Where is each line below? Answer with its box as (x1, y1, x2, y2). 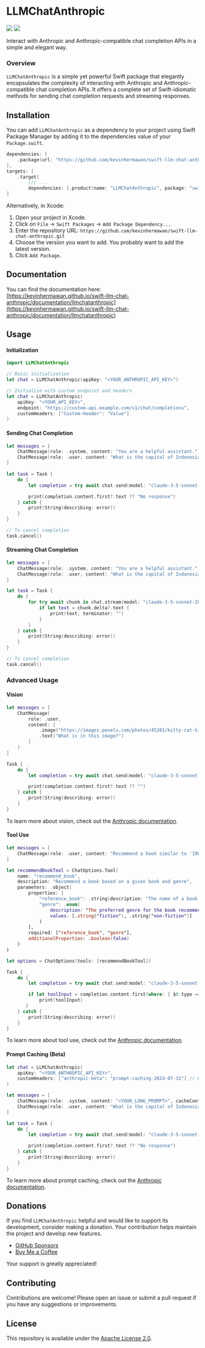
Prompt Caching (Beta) (6, 1051, 66, 1058)
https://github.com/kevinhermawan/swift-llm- (80, 228, 198, 234)
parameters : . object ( (17, 884, 72, 891)
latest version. (15, 245, 51, 253)
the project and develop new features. (6, 1230, 103, 1237)
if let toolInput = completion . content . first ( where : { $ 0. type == (28, 991, 201, 998)
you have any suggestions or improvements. (6, 1301, 118, 1308)
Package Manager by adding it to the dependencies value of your (6, 133, 171, 140)
